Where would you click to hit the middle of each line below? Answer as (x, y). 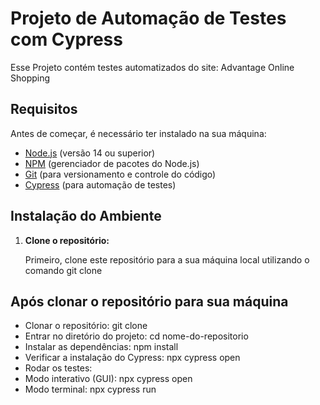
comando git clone (63, 270)
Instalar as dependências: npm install (101, 347)
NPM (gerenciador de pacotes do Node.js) (112, 163)
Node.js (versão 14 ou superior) (90, 153)
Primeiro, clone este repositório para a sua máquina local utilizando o (167, 259)
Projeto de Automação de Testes (148, 18)
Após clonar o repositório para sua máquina (149, 301)
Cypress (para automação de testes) (100, 184)
